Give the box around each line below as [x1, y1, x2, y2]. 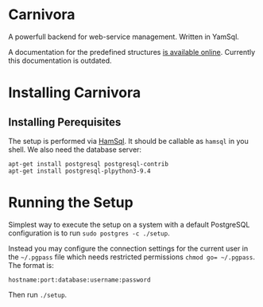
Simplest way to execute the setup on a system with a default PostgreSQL [8, 220, 250, 229]
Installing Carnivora [8, 84, 141, 102]
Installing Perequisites [8, 115, 122, 129]
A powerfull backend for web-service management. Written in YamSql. [8, 32, 240, 41]
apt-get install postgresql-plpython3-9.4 [8, 167, 151, 175]
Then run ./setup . [8, 290, 68, 299]
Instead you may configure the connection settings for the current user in [8, 243, 249, 253]
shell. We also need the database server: [8, 145, 141, 154]
